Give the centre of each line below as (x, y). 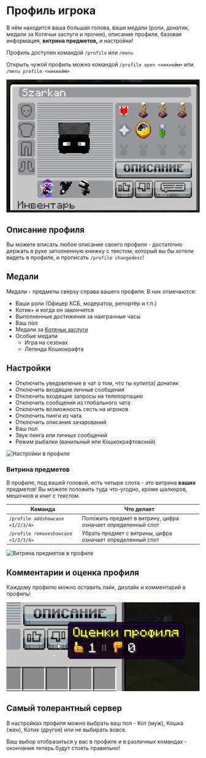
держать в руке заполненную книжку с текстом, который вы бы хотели (100, 251)
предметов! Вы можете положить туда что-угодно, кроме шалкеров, (97, 489)
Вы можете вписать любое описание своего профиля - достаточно (94, 244)
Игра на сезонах (46, 342)
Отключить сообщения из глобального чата (73, 403)
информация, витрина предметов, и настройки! (70, 40)
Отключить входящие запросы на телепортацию (79, 396)
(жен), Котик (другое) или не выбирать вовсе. (67, 729)
